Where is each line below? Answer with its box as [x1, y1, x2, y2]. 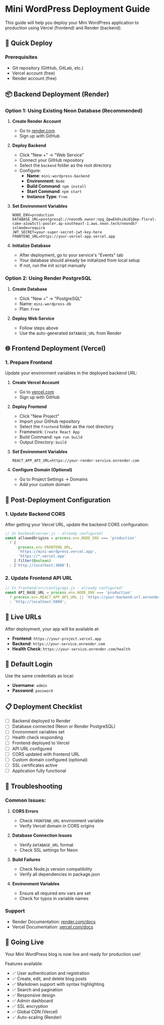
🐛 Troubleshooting [5, 782, 62, 791]
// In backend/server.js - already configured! [5, 531, 104, 536]
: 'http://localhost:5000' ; [9, 599, 67, 604]
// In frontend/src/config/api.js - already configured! [5, 586, 123, 591]
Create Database [12, 286, 47, 292]
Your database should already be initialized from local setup [19, 257, 140, 263]
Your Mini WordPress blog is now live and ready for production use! [5, 951, 141, 957]
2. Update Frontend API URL [5, 574, 72, 581]
